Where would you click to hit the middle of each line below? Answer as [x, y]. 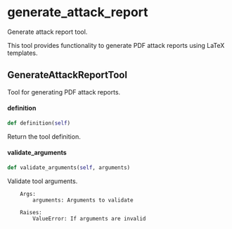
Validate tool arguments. [43, 181]
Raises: [31, 212]
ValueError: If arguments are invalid [89, 218]
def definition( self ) [39, 123]
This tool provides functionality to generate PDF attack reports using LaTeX [116, 45]
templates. [22, 53]
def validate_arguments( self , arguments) [69, 168]
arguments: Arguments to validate [83, 200]
